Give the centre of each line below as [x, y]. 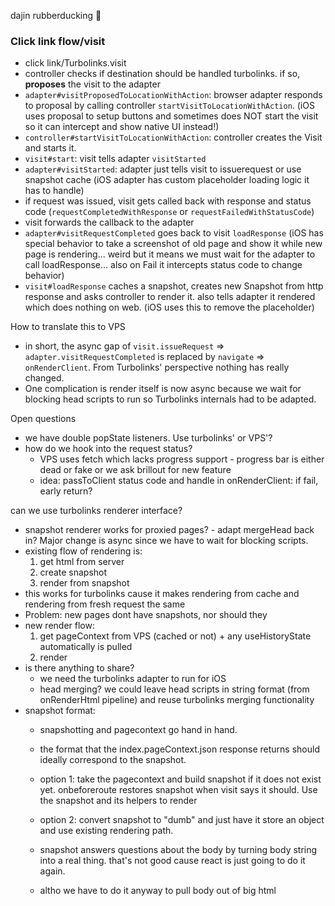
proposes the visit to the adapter [92, 84]
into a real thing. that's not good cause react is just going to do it [172, 861]
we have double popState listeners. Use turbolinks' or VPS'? [148, 438]
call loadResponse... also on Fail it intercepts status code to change [163, 265]
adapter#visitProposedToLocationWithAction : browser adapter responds [173, 95]
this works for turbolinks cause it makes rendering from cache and [162, 594]
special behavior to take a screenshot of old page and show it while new [173, 244]
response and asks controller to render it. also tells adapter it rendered [170, 297]
